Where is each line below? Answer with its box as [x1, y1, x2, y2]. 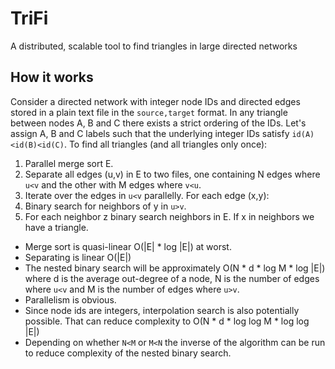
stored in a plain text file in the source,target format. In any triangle [10, 106, 288, 118]
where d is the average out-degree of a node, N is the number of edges [24, 272, 320, 284]
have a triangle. [24, 221, 89, 233]
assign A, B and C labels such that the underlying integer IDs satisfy [10, 127, 290, 139]
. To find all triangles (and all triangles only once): [63, 138, 268, 150]
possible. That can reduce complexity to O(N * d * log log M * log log [24, 315, 310, 327]
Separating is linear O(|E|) [24, 251, 132, 263]
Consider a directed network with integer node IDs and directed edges [10, 95, 301, 107]
